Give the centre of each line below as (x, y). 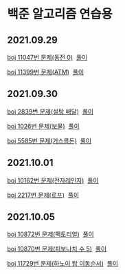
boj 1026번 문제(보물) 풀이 (44, 126)
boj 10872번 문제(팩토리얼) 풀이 (50, 234)
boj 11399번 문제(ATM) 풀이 (46, 72)
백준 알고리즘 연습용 (60, 14)
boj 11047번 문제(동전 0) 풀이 (47, 57)
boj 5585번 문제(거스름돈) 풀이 (49, 140)
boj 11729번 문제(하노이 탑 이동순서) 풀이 (63, 264)
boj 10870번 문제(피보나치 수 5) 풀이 (57, 249)
